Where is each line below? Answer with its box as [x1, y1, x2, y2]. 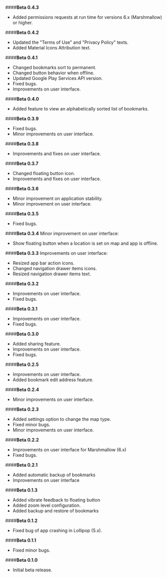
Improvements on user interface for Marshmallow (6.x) [12, 447, 127, 452]
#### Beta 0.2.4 [5, 387, 39, 392]
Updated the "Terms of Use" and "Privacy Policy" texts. [12, 39, 129, 45]
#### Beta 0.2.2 [5, 437, 39, 443]
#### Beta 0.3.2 [5, 281, 39, 286]
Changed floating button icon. [12, 170, 75, 176]
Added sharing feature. [12, 341, 61, 347]
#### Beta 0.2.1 [5, 462, 38, 468]
